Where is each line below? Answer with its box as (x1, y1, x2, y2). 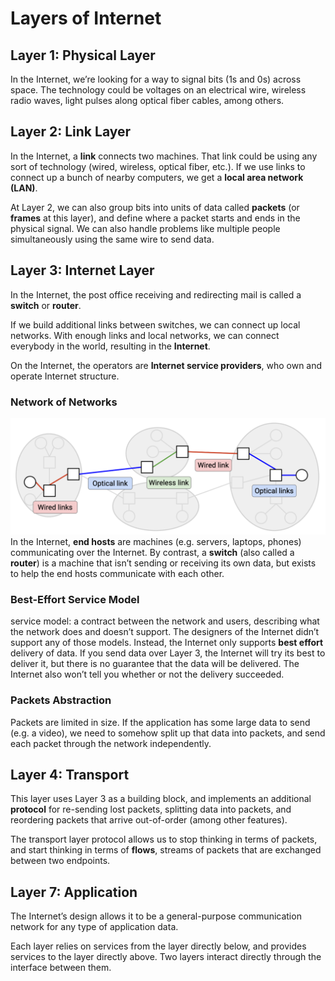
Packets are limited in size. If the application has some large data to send (10, 716, 311, 728)
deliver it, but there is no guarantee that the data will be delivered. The (10, 658, 300, 670)
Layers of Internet (10, 7, 162, 30)
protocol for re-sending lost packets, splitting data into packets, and (10, 803, 292, 816)
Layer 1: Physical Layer (10, 47, 156, 64)
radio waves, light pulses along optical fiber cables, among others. (10, 95, 285, 106)
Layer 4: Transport (10, 766, 130, 783)
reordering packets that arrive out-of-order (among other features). (10, 814, 288, 826)
